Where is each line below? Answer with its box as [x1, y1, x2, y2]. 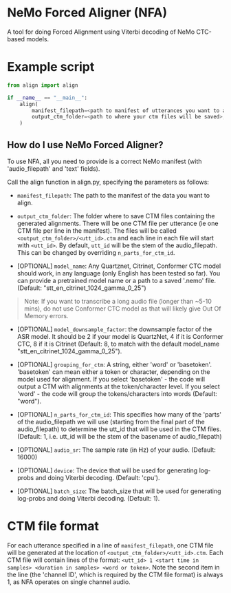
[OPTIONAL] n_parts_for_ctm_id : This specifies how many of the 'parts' [16, 410, 222, 418]
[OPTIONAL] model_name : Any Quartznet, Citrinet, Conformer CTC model [16, 262, 221, 270]
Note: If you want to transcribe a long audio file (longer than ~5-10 [23, 297, 212, 305]
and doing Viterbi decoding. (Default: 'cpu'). [35, 473, 160, 481]
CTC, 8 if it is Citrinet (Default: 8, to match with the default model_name [16, 340, 220, 348]
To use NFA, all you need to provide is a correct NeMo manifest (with [7, 157, 202, 165]
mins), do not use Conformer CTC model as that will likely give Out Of [23, 304, 221, 313]
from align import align [7, 81, 78, 89]
